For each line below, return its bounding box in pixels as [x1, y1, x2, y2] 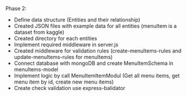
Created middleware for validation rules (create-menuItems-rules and [13, 47, 182, 54]
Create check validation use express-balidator [13, 85, 126, 91]
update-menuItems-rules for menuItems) [13, 54, 113, 60]
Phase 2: [5, 5, 27, 12]
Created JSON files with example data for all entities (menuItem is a [13, 23, 177, 29]
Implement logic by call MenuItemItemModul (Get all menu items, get [13, 72, 180, 79]
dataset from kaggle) [13, 29, 65, 36]
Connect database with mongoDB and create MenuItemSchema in [13, 60, 174, 67]
